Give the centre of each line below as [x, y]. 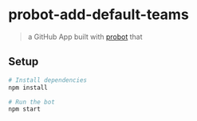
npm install [28, 88]
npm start [25, 109]
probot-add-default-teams [98, 15]
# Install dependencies [48, 80]
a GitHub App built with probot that [85, 37]
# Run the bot [32, 102]
